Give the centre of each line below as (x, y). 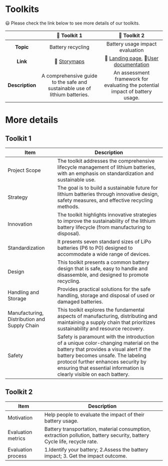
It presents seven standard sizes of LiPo (104, 241)
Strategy (18, 197)
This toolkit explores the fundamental (101, 310)
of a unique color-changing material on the (108, 343)
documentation (131, 65)
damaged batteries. (80, 301)
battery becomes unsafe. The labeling (102, 355)
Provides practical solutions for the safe (104, 289)
